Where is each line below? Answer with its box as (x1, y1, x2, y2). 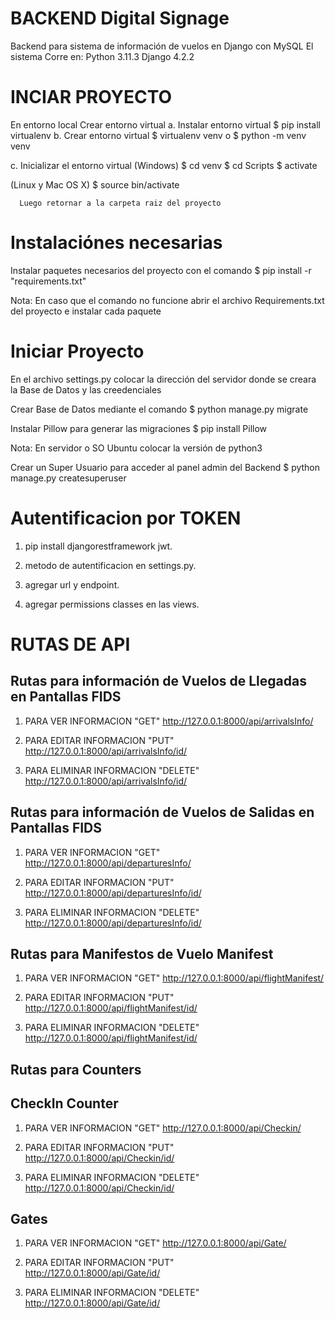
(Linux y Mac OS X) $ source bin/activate (10, 178, 180, 191)
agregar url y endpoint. (24, 578, 120, 591)
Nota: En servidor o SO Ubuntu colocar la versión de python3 (10, 442, 263, 454)
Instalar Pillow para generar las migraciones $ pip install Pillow (10, 422, 268, 434)
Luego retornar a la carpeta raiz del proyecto (19, 198, 222, 208)
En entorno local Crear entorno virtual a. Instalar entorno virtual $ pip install (10, 118, 322, 131)
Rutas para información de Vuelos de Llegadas (10, 673, 307, 690)
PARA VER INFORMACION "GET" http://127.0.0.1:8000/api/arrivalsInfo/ (24, 715, 314, 727)
